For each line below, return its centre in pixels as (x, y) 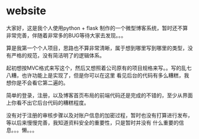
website (26, 11)
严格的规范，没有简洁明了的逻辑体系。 (58, 55)
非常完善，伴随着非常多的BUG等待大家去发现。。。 (66, 35)
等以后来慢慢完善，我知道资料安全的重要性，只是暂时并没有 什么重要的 (92, 122)
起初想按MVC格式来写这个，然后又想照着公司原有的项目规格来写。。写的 (94, 68)
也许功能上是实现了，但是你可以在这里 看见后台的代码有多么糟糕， (103, 75)
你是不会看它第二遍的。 (40, 83)
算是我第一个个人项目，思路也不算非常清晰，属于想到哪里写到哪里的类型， (97, 48)
